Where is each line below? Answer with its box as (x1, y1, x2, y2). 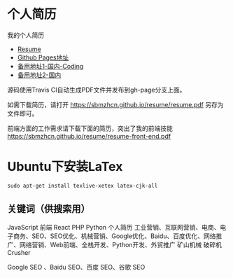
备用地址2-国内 (17, 71, 62, 79)
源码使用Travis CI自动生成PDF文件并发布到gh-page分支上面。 (7, 85, 186, 94)
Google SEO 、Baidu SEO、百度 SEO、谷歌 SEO (7, 263, 146, 271)
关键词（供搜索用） (7, 203, 90, 215)
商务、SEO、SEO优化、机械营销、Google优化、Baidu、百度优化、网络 (13, 232, 216, 240)
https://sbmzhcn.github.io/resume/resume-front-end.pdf (7, 132, 171, 140)
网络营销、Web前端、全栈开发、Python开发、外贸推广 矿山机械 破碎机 (19, 240, 223, 249)
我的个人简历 (7, 31, 44, 39)
